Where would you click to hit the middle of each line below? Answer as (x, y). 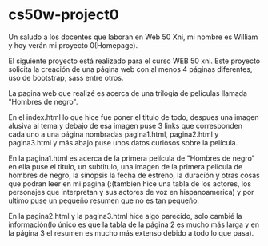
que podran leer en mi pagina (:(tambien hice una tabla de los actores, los (130, 183)
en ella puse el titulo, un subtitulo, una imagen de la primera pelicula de (126, 166)
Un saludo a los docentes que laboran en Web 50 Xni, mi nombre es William (133, 37)
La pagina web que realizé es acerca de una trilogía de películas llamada (128, 93)
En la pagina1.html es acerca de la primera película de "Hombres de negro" (132, 158)
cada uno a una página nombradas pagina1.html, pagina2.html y (114, 134)
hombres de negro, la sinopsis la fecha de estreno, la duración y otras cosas (134, 175)
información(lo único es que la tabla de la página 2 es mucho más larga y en (134, 224)
